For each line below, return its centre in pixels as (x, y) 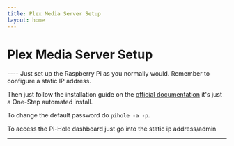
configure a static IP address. (49, 81)
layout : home (26, 20)
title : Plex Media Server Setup (54, 14)
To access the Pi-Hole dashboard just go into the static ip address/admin (112, 129)
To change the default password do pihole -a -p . (79, 115)
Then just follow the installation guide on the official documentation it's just (115, 95)
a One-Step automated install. (50, 102)
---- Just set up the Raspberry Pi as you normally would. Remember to (109, 74)
